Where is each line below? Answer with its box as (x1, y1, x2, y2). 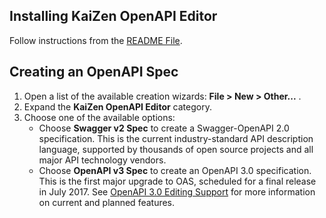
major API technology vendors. (38, 154, 167, 166)
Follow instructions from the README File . (9, 34, 183, 46)
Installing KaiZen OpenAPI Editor (9, 8, 218, 25)
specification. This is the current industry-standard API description (38, 132, 314, 144)
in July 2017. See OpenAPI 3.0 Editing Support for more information (38, 185, 316, 198)
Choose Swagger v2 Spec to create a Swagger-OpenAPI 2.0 (38, 122, 290, 134)
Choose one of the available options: (23, 111, 176, 123)
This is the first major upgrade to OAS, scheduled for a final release (38, 175, 317, 187)
